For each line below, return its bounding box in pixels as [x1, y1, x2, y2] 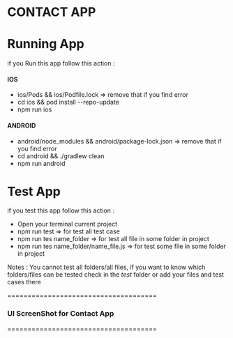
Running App [7, 36, 85, 52]
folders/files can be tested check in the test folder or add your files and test [7, 270, 225, 279]
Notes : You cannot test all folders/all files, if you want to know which [7, 263, 206, 272]
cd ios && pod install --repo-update [17, 98, 120, 107]
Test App [7, 183, 61, 199]
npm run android [17, 159, 66, 167]
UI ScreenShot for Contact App [7, 309, 114, 318]
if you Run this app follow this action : [7, 59, 115, 68]
